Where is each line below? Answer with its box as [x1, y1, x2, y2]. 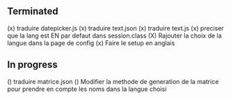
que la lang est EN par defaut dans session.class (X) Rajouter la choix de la [7, 31, 222, 40]
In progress [7, 59, 58, 71]
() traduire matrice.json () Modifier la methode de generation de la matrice [7, 77, 219, 85]
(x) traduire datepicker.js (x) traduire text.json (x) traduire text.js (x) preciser [7, 24, 224, 32]
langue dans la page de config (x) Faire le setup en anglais [7, 38, 175, 47]
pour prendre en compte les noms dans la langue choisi [7, 85, 167, 93]
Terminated [7, 6, 58, 17]
